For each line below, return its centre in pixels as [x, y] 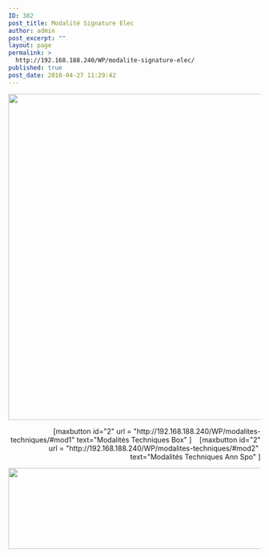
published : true [35, 68]
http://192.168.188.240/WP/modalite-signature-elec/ [105, 61]
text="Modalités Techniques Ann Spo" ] [195, 456]
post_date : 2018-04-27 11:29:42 [62, 75]
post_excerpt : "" [37, 38]
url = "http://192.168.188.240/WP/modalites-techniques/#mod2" [154, 448]
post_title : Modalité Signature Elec [71, 23]
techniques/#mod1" [43, 439]
